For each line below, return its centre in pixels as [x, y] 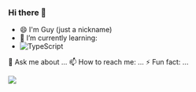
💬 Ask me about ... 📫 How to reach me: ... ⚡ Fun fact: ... [98, 62]
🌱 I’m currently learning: [58, 38]
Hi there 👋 [28, 13]
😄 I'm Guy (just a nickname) [66, 30]
